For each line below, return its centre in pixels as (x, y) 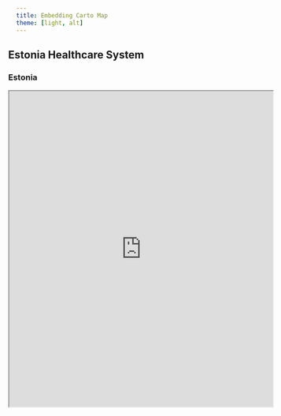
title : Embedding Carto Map (62, 15)
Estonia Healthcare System (76, 55)
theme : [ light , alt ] (50, 23)
